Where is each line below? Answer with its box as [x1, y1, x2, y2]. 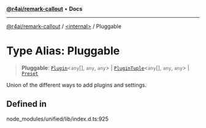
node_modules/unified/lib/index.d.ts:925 [6, 115, 109, 123]
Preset [21, 70, 39, 77]
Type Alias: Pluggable [6, 44, 120, 58]
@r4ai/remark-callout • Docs [6, 5, 83, 12]
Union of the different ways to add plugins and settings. [6, 81, 147, 88]
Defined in [6, 99, 47, 109]
